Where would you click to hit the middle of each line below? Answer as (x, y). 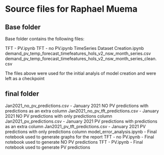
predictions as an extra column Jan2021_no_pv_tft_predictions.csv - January (82, 111)
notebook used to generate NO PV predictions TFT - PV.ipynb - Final (74, 142)
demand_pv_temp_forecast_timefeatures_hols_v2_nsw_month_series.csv (78, 53)
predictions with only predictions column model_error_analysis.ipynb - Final (81, 132)
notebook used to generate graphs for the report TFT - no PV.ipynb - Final (80, 137)
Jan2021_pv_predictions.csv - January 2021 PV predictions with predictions (81, 121)
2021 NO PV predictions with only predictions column (59, 116)
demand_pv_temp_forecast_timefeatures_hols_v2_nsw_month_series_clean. (81, 59)
